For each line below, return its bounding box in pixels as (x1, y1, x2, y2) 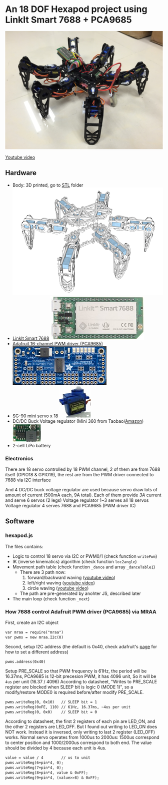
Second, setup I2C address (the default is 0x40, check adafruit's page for (5, 644, 157, 650)
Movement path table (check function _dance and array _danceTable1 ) (12, 564, 155, 570)
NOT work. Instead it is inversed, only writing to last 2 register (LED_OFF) (5, 729, 155, 735)
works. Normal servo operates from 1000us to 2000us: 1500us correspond (5, 734, 159, 740)
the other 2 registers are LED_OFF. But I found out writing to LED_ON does (5, 724, 157, 730)
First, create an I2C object (5, 619, 59, 626)
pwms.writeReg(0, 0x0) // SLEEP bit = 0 (5, 709, 97, 715)
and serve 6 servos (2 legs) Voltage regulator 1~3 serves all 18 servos (5, 497, 149, 503)
